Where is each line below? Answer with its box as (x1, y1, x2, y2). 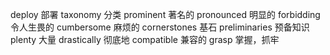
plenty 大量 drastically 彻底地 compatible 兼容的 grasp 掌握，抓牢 (10, 34, 280, 45)
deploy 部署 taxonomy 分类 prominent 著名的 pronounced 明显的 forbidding (10, 9, 321, 20)
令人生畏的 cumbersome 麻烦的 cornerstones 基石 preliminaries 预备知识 (10, 21, 310, 33)
